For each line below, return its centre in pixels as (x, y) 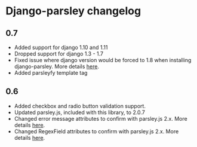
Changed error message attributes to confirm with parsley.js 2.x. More (101, 118)
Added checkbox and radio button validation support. (80, 106)
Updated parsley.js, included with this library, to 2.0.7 (80, 112)
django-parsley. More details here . (57, 66)
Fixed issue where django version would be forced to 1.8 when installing (103, 60)
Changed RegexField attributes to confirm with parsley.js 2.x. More (96, 131)
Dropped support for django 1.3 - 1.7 (59, 54)
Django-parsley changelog (73, 11)
